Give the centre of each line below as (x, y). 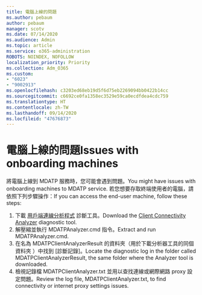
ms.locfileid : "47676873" (39, 118)
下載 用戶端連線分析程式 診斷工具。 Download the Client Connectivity (100, 216)
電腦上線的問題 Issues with (72, 150)
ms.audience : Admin (31, 40)
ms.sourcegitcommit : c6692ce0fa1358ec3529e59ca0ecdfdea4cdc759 (87, 96)
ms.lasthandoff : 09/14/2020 (42, 113)
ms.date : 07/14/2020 (32, 34)
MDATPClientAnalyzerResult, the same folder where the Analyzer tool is (104, 258)
